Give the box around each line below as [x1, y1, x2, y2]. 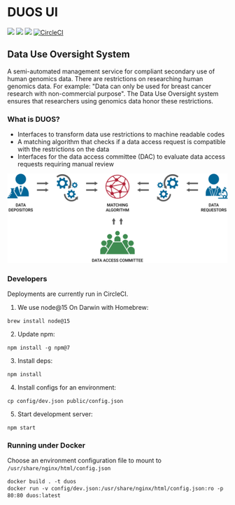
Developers [7, 273, 48, 283]
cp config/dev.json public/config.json [7, 398, 124, 405]
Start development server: [17, 410, 93, 418]
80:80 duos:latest [7, 492, 61, 499]
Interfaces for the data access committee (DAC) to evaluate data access [17, 152, 226, 161]
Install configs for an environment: [17, 383, 117, 392]
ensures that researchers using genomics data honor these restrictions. [7, 97, 213, 105]
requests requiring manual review [17, 160, 114, 169]
